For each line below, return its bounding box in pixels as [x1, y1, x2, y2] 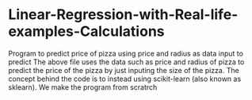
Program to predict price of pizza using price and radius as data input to [8, 48, 244, 58]
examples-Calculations [8, 22, 165, 40]
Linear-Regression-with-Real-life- [8, 6, 239, 24]
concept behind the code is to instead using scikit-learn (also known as [8, 74, 242, 83]
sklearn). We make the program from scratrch [8, 82, 158, 92]
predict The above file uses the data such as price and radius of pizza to [8, 57, 245, 67]
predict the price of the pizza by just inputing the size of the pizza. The [8, 65, 239, 75]
